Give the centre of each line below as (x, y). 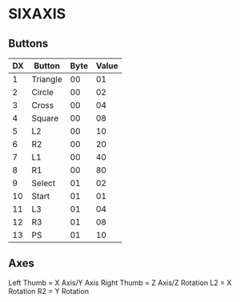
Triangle (47, 79)
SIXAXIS (37, 14)
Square (45, 118)
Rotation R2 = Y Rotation (49, 291)
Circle (43, 92)
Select (44, 183)
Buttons (28, 44)
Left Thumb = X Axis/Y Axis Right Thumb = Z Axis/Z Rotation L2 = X (120, 282)
